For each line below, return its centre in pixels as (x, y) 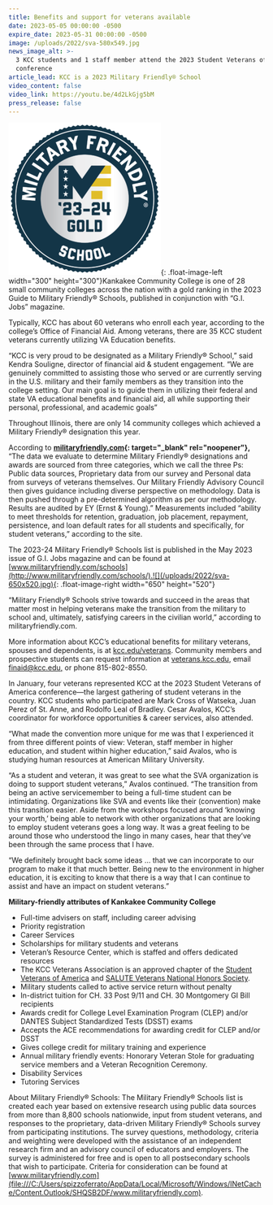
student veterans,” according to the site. (76, 534)
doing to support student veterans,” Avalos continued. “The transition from (133, 784)
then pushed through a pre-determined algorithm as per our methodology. (133, 499)
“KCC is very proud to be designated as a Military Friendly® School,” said (131, 356)
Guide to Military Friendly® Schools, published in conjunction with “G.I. (127, 298)
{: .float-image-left (192, 272)
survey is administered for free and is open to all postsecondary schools (129, 1158)
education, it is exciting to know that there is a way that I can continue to (129, 877)
